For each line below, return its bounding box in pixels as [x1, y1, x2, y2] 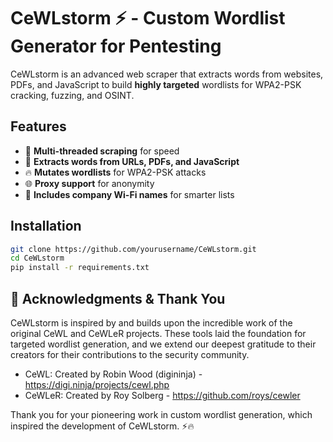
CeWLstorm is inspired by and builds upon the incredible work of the [10, 317, 293, 329]
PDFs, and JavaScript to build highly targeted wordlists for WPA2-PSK [10, 78, 302, 90]
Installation [10, 218, 82, 235]
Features [10, 118, 67, 135]
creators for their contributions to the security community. [10, 349, 250, 360]
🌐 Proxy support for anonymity [24, 177, 155, 189]
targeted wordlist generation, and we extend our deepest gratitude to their [10, 338, 317, 350]
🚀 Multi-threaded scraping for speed [24, 145, 180, 157]
